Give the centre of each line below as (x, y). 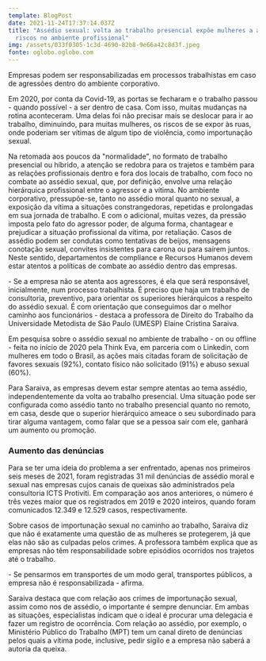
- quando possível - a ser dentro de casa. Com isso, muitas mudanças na (128, 107)
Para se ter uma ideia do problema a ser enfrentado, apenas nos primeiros (129, 468)
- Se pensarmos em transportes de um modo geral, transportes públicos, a (130, 575)
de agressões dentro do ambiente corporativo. (84, 83)
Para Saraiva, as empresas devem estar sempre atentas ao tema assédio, (128, 388)
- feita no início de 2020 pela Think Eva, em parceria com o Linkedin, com (129, 347)
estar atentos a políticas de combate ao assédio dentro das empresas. (123, 266)
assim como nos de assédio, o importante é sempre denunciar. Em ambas (129, 607)
